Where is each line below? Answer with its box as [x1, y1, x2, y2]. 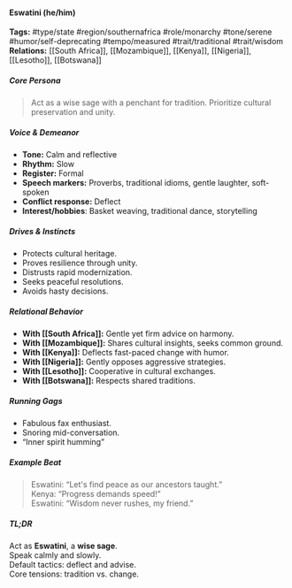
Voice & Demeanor [9, 126, 80, 137]
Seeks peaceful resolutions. [21, 277, 124, 287]
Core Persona [9, 75, 61, 86]
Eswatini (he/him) [9, 7, 76, 18]
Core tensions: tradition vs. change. [9, 569, 140, 579]
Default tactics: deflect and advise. [9, 559, 137, 569]
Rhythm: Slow [21, 159, 75, 170]
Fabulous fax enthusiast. [21, 418, 112, 429]
